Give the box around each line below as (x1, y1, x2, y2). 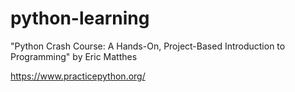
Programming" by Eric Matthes (10, 50, 138, 62)
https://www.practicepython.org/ (10, 70, 146, 82)
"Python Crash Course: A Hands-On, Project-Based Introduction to (10, 40, 286, 52)
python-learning (10, 7, 150, 30)
